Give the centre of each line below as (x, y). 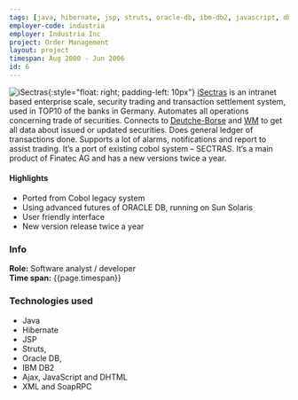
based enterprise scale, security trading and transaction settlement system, (148, 101)
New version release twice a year (83, 226)
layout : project (39, 51)
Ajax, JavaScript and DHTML (75, 377)
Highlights (29, 178)
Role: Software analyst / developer (72, 269)
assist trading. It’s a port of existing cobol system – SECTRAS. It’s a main (141, 148)
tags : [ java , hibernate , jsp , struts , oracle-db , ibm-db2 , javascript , (144, 17)
